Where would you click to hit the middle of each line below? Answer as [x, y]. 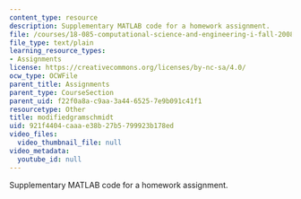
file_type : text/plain [52, 43]
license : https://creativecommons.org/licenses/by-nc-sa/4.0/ [128, 68]
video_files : [34, 134]
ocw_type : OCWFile [43, 76]
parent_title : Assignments [60, 84]
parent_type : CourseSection [62, 92]
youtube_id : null [50, 159]
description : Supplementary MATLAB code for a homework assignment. [140, 26]
